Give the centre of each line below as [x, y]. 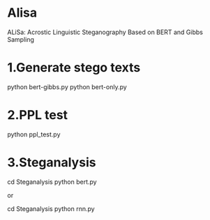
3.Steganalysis [52, 162]
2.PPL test [38, 115]
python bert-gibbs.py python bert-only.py [67, 87]
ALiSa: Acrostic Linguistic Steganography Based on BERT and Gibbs [105, 32]
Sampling [21, 39]
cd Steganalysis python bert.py [52, 182]
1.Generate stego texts [74, 68]
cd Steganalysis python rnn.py [51, 209]
